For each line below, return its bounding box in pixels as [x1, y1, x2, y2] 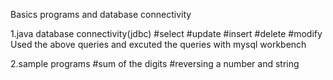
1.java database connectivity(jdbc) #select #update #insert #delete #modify [10, 28, 323, 39]
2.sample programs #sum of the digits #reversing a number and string [10, 58, 300, 69]
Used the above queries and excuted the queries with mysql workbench [10, 39, 307, 50]
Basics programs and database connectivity [10, 9, 192, 20]
